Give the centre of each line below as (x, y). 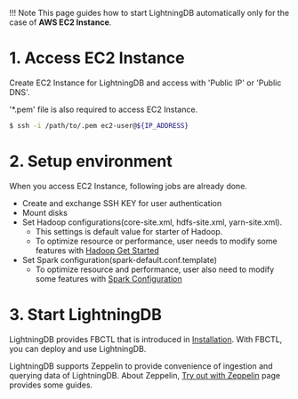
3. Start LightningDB (86, 314)
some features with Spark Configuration (109, 278)
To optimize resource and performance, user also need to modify (155, 269)
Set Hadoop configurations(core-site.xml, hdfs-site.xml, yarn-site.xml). (152, 222)
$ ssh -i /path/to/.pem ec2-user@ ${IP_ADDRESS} (99, 125)
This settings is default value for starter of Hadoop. (129, 231)
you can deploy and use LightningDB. (78, 348)
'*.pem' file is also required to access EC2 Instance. (104, 109)
